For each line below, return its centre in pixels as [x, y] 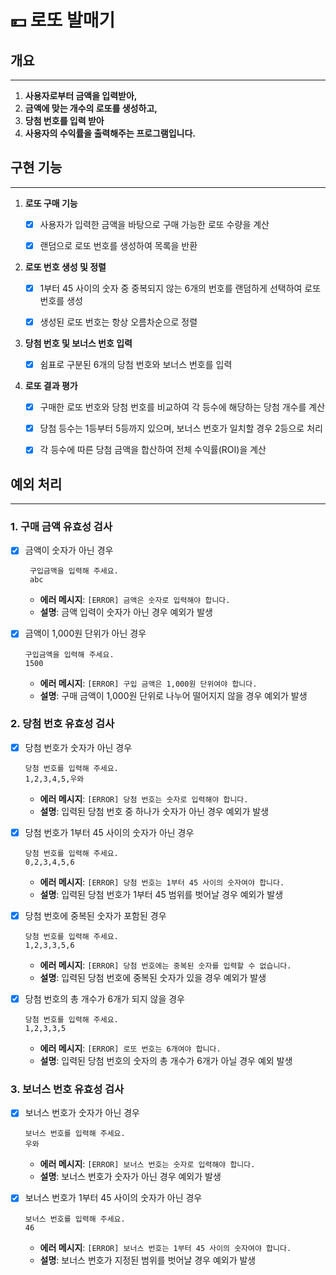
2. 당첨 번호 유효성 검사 [62, 724]
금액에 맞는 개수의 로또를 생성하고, [91, 108]
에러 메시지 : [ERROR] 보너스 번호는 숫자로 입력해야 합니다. [147, 1164]
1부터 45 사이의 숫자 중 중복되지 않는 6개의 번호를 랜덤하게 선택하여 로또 [180, 288]
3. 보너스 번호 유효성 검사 [67, 1089]
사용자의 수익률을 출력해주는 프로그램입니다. [110, 133]
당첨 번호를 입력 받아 [64, 120]
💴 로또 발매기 [63, 20]
